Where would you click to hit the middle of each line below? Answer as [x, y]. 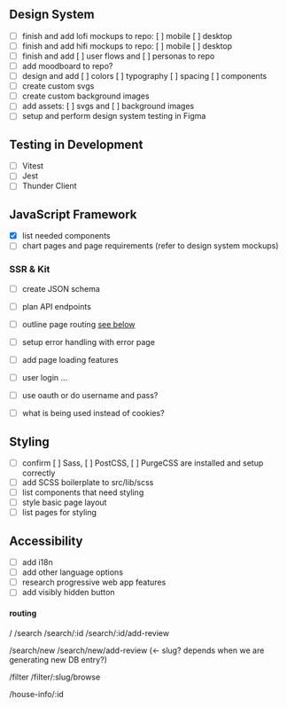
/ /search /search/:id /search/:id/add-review [89, 632]
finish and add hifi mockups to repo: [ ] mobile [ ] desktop [127, 46]
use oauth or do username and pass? [90, 395]
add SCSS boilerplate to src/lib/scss [88, 482]
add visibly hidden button [68, 593]
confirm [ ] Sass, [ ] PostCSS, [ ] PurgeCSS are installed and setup [143, 463]
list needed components [66, 236]
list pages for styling [59, 513]
